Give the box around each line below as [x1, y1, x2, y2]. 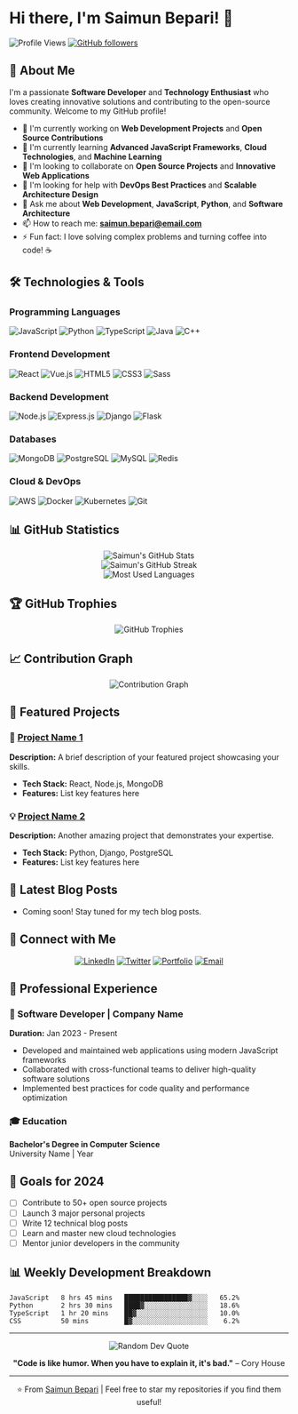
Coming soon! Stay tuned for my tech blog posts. [21, 906, 202, 916]
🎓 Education [9, 1115, 67, 1128]
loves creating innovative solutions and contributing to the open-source [9, 96, 271, 107]
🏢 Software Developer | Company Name [9, 1008, 184, 1020]
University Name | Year [9, 1148, 94, 1159]
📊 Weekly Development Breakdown [9, 1266, 212, 1281]
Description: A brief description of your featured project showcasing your [9, 751, 279, 763]
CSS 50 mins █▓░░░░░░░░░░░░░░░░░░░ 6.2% [9, 1316, 240, 1325]
